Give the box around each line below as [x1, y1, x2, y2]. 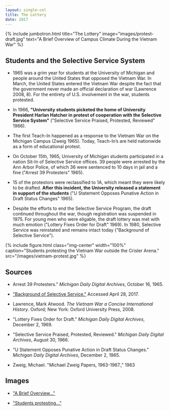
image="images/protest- [102, 31, 154, 37]
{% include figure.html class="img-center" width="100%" [5, 242, 126, 248]
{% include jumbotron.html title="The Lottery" [5, 31, 101, 37]
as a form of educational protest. [12, 143, 81, 150]
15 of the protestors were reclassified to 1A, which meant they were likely [12, 179, 165, 185]
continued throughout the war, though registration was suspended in [12, 211, 156, 217]
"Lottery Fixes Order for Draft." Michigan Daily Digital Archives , [12, 316, 145, 322]
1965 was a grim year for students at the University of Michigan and [12, 70, 155, 76]
